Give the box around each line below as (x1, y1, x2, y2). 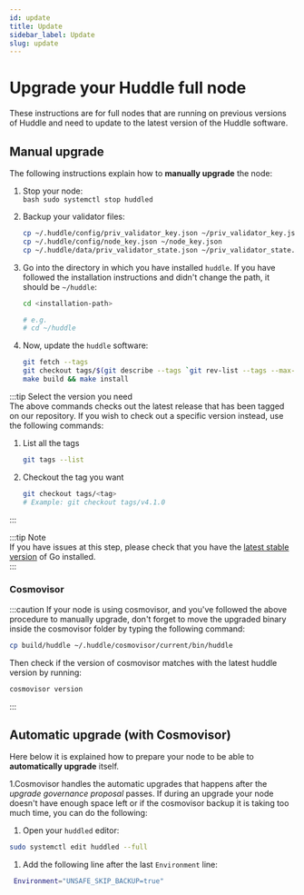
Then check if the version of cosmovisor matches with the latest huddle (9, 657, 278, 668)
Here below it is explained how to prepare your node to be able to (9, 751, 254, 762)
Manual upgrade (9, 144, 104, 159)
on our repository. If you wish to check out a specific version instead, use (9, 410, 284, 421)
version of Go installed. (9, 551, 96, 562)
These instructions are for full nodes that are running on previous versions (9, 108, 288, 119)
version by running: (9, 667, 82, 678)
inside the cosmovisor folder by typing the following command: (9, 623, 245, 634)
